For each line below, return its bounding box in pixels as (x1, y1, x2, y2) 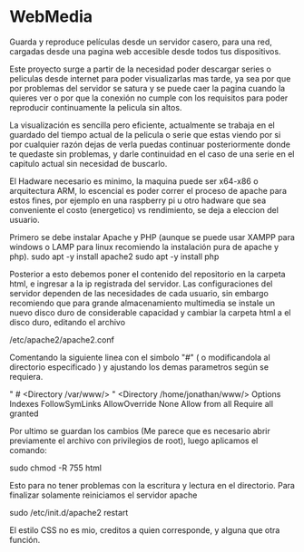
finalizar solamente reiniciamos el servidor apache (9, 489, 198, 500)
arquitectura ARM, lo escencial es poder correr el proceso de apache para (9, 185, 288, 196)
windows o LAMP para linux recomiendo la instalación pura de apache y (9, 241, 279, 252)
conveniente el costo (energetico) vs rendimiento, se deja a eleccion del (9, 204, 279, 215)
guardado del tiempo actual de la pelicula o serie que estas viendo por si (9, 129, 281, 140)
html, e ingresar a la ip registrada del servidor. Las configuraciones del (9, 278, 273, 289)
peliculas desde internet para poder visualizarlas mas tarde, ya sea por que (9, 73, 291, 83)
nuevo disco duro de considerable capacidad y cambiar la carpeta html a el (9, 306, 291, 318)
